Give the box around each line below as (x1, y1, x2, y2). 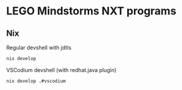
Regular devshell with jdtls (6, 44, 72, 51)
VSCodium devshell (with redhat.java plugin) (6, 66, 117, 73)
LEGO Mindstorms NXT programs (6, 4, 177, 18)
